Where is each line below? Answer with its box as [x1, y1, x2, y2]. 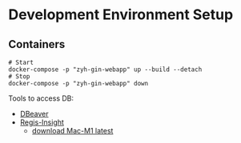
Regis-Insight [19, 117, 64, 127]
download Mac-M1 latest [31, 126, 114, 135]
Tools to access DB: [8, 93, 74, 103]
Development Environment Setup [8, 6, 234, 24]
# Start [8, 58, 34, 66]
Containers [8, 38, 66, 51]
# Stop [8, 73, 30, 81]
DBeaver [19, 109, 50, 118]
